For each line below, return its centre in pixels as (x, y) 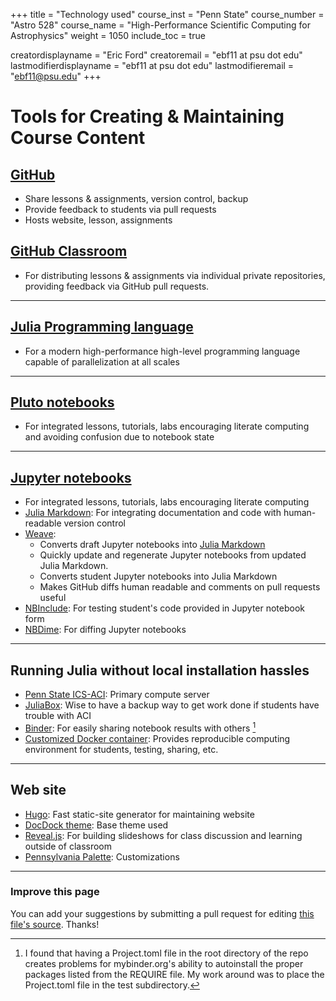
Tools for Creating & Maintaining (147, 116)
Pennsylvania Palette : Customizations (102, 856)
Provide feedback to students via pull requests (120, 209)
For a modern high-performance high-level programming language (162, 351)
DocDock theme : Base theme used (96, 825)
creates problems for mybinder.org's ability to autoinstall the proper (164, 963)
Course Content (78, 138)
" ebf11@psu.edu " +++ (56, 76)
